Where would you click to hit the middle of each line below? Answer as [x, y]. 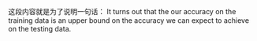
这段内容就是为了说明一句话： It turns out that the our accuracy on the [122, 11]
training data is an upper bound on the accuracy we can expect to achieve [129, 20]
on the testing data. [40, 29]
